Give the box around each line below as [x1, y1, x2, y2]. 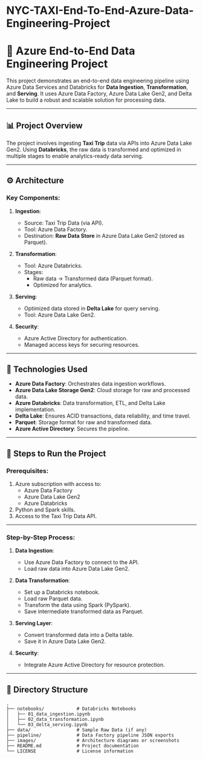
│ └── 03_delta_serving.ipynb [6, 721, 88, 728]
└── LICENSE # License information [6, 748, 134, 754]
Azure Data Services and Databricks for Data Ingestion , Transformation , [6, 84, 188, 91]
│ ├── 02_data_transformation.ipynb [6, 717, 104, 723]
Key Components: [6, 194, 60, 202]
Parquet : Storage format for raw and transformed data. [14, 419, 152, 426]
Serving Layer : [14, 620, 53, 627]
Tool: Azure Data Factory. [24, 225, 88, 233]
